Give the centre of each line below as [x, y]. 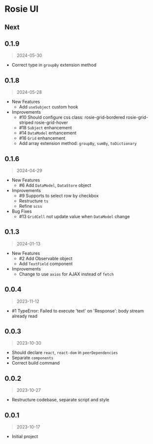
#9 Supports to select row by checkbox [59, 196]
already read [25, 316]
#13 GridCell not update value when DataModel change [75, 217]
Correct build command [36, 363]
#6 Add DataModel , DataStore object [55, 185]
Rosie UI [22, 9]
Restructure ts [34, 201]
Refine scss [31, 206]
